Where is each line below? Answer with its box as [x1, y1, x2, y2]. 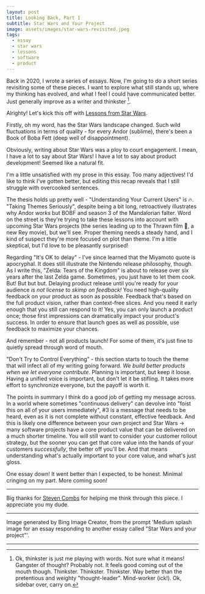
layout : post [6, 9, 40, 15]
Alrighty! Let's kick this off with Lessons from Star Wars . [6, 110, 148, 117]
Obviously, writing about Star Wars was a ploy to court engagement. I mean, [6, 146, 198, 154]
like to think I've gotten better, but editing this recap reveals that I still [6, 178, 180, 185]
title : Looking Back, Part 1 [6, 15, 81, 21]
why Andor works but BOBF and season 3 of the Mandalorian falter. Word [6, 209, 191, 217]
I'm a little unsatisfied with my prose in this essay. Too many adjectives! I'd [6, 171, 193, 178]
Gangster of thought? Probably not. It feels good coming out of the [15, 562, 183, 569]
